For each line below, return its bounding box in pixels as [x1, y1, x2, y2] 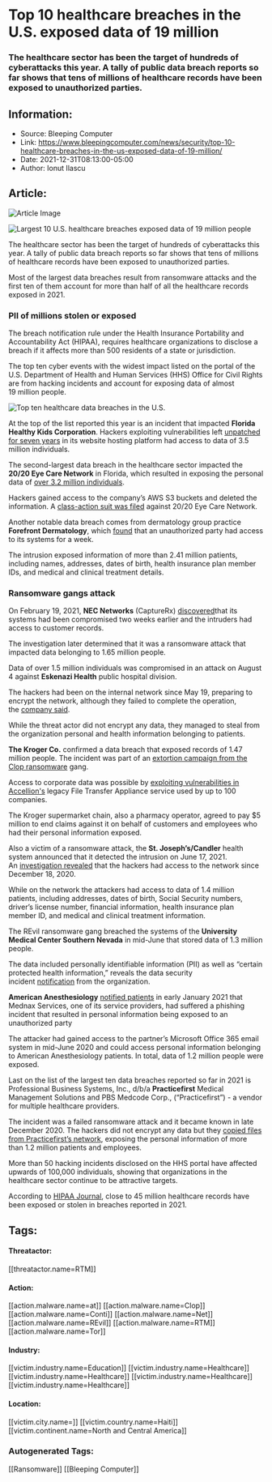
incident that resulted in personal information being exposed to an [8, 1010, 228, 1019]
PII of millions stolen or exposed [8, 310, 137, 321]
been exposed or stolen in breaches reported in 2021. [8, 1200, 188, 1210]
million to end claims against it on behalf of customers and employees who [8, 819, 257, 829]
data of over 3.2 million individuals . [8, 477, 125, 487]
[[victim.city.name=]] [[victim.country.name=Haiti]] [8, 1416, 178, 1427]
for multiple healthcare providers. [8, 1101, 120, 1111]
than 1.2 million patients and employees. [8, 1142, 142, 1152]
